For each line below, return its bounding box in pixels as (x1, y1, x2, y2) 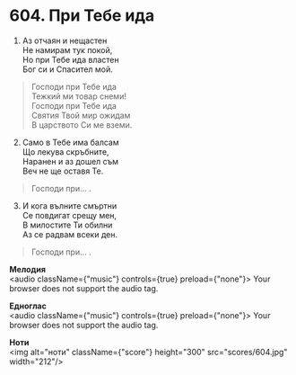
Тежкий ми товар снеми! (30, 91, 127, 102)
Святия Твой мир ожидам (30, 110, 131, 121)
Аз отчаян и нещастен (22, 35, 108, 46)
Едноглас (9, 300, 47, 311)
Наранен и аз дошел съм (22, 156, 119, 166)
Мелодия (9, 263, 47, 274)
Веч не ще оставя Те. (22, 165, 104, 176)
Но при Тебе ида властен (22, 54, 119, 65)
